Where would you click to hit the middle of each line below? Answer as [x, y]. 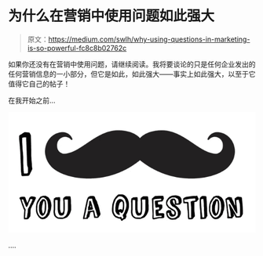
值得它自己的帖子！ [39, 84]
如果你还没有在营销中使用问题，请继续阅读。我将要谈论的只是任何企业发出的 [132, 64]
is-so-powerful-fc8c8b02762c [77, 48]
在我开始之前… [32, 100]
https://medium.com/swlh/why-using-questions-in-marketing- [149, 39]
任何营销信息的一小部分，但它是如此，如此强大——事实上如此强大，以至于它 [132, 74]
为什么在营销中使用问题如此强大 [111, 16]
